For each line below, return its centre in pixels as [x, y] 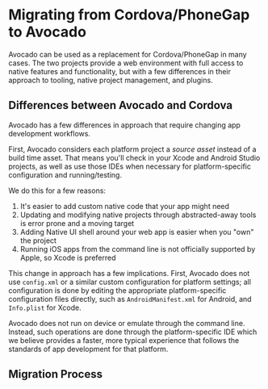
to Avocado [48, 32]
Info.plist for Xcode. [45, 307]
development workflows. [50, 133]
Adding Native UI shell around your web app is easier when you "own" [137, 232]
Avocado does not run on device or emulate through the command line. [127, 323]
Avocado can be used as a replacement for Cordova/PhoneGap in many [128, 54]
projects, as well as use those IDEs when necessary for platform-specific [130, 166]
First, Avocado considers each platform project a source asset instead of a [132, 149]
